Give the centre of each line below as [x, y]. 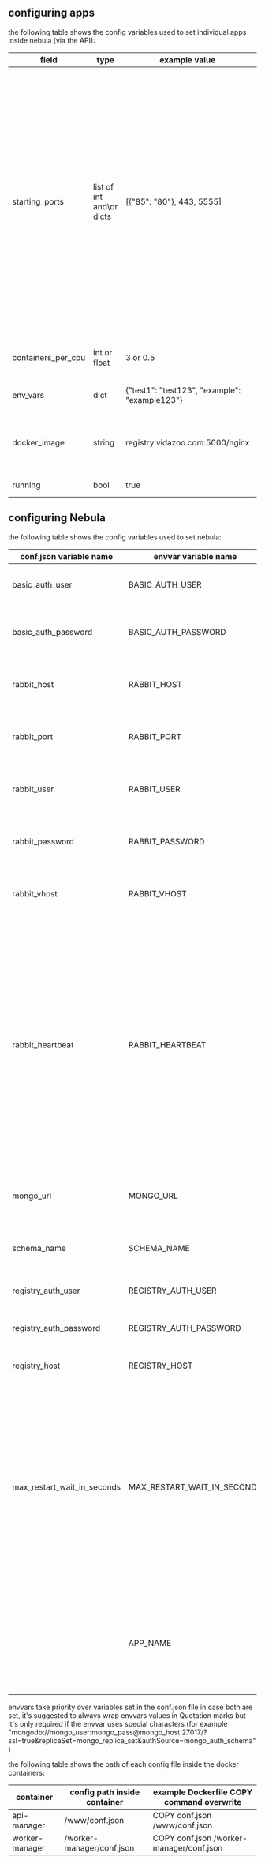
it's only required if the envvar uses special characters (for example [118, 1723]
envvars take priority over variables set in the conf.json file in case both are [131, 1707]
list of [104, 186]
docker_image [39, 442]
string [104, 442]
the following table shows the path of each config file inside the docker [123, 1764]
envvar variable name [195, 556]
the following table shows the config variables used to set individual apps [127, 32]
